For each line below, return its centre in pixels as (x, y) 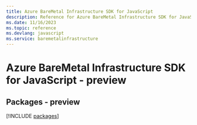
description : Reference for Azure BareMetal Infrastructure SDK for (91, 17)
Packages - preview (43, 102)
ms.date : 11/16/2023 (31, 22)
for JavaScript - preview (66, 80)
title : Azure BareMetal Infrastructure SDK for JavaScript (80, 11)
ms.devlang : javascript (35, 33)
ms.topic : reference (31, 28)
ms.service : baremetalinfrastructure (52, 39)
